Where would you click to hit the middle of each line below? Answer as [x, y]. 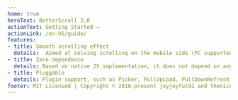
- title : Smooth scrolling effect [58, 46]
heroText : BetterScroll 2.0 [49, 20]
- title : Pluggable [36, 73]
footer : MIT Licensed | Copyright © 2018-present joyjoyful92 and [107, 86]
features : [22, 40]
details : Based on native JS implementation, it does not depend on [117, 66]
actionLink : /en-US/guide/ [47, 33]
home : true [23, 14]
